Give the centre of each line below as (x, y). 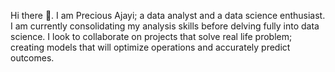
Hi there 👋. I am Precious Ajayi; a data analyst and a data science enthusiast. (168, 15)
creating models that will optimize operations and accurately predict (150, 47)
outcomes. (32, 58)
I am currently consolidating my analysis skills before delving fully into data (165, 26)
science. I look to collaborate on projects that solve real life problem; (151, 36)
